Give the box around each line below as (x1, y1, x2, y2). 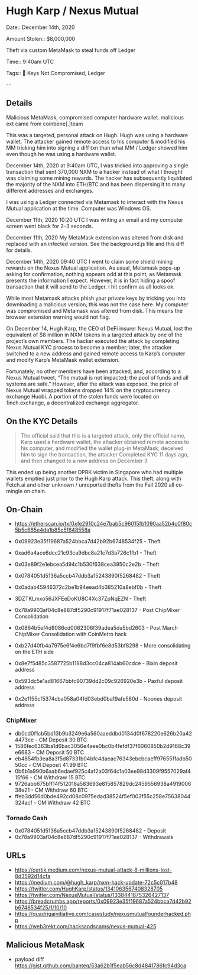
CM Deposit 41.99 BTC (32, 761, 87, 768)
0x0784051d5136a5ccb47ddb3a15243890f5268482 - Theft (14, 572, 161, 579)
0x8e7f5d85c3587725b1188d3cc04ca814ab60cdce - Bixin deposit (14, 660, 178, 667)
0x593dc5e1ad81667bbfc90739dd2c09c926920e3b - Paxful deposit (14, 678, 183, 685)
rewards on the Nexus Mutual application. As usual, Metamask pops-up (6, 264, 180, 271)
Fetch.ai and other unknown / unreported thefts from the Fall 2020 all (6, 481, 174, 488)
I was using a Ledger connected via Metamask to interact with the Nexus (6, 198, 184, 205)
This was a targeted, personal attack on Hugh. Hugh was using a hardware (6, 131, 188, 138)
